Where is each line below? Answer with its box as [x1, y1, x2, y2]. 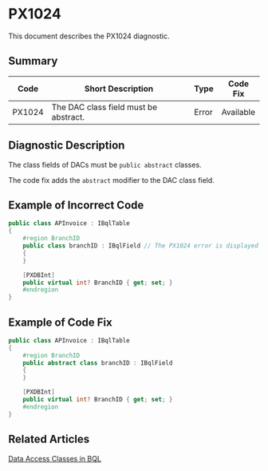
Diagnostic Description [8, 139, 125, 152]
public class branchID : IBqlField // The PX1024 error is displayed [22, 242, 259, 250]
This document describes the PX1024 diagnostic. [8, 31, 170, 41]
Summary [8, 54, 58, 68]
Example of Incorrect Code [8, 198, 144, 212]
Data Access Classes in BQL [8, 453, 102, 463]
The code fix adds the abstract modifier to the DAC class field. [8, 175, 215, 184]
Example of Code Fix [8, 315, 113, 329]
